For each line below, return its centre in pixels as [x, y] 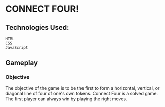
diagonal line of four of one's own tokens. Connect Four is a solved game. [82, 93]
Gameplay [22, 63]
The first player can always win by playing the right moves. [66, 99]
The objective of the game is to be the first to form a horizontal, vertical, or [82, 88]
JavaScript [17, 48]
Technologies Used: [37, 27]
